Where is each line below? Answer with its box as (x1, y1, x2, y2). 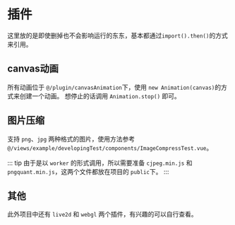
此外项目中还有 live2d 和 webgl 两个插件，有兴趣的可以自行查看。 (7, 210, 198, 219)
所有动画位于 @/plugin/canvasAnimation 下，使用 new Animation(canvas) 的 (7, 83, 222, 91)
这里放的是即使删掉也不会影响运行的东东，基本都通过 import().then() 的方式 (7, 31, 228, 40)
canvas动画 (7, 63, 59, 75)
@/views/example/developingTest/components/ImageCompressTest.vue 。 (7, 143, 213, 152)
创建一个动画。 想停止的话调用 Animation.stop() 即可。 (19, 91, 181, 100)
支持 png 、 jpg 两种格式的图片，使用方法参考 (7, 134, 135, 143)
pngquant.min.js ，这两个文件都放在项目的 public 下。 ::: (7, 167, 169, 175)
